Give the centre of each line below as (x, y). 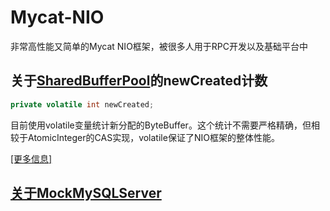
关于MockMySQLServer (86, 193)
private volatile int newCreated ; (82, 104)
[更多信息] (31, 158)
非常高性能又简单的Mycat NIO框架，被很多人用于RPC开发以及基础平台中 (159, 46)
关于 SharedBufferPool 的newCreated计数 (139, 81)
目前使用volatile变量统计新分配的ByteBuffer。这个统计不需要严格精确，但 (161, 125)
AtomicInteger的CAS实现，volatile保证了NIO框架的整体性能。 (153, 137)
